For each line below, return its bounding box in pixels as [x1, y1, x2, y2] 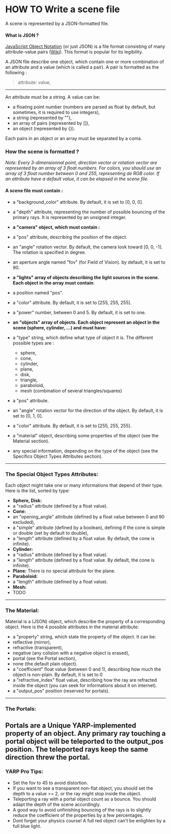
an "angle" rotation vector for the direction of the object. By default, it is [12, 407, 163, 413]
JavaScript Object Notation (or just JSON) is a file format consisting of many [5, 43, 165, 49]
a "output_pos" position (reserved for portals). [12, 688, 110, 694]
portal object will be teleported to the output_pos [5, 737, 164, 745]
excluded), [12, 519, 36, 525]
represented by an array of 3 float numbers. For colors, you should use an [5, 165, 161, 171]
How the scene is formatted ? [5, 148, 79, 155]
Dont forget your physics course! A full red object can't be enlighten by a [12, 817, 166, 823]
